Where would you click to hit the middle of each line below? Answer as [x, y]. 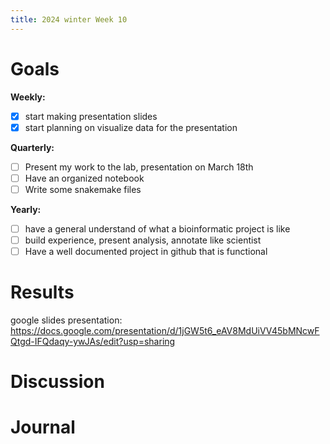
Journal [43, 427]
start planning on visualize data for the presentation [131, 127]
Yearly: [26, 209]
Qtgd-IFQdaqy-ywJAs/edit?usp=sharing [93, 341]
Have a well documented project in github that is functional [146, 251]
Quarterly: [32, 147]
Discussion [57, 382]
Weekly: [28, 97]
